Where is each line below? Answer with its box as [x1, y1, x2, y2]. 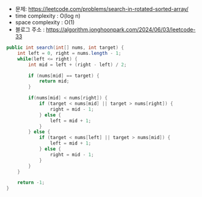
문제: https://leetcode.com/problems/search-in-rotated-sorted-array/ [15, 5, 189, 12]
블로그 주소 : [15, 26, 45, 33]
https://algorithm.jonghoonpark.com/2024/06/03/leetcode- [46, 26, 196, 33]
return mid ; [38, 78, 70, 84]
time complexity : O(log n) [15, 12, 81, 20]
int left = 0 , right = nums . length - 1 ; [17, 50, 121, 56]
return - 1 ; [17, 179, 45, 186]
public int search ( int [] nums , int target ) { [6, 45, 124, 51]
